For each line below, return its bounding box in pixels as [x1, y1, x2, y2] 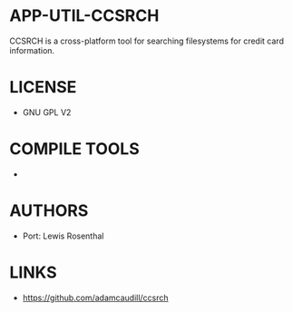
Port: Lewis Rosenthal [22, 230, 104, 241]
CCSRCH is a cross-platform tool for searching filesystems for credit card [9, 35, 284, 46]
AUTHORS [9, 200, 89, 220]
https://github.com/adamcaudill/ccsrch [22, 292, 170, 303]
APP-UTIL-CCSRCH [9, 5, 160, 26]
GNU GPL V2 [22, 106, 72, 118]
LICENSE [9, 77, 77, 98]
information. [9, 44, 55, 55]
